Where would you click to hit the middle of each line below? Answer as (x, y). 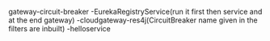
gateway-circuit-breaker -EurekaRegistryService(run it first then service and (135, 12)
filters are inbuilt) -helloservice (60, 29)
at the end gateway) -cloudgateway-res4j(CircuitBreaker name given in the (133, 20)
